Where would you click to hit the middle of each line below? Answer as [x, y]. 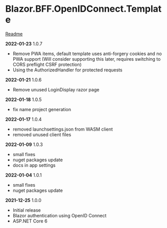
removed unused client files [42, 134]
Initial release [27, 210]
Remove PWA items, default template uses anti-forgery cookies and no [87, 54]
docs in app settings [34, 165]
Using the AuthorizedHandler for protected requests [67, 70]
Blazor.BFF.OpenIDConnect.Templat [83, 9]
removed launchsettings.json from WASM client [63, 129]
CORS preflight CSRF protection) [47, 64]
